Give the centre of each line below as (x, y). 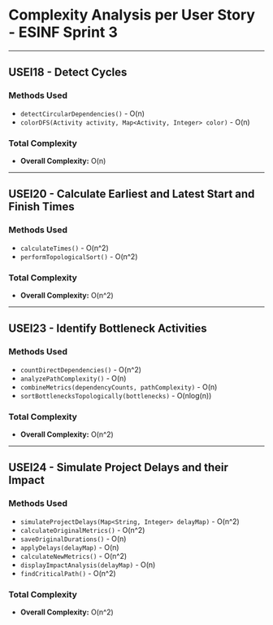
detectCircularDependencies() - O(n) (82, 113)
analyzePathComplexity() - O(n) (73, 378)
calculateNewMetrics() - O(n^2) (74, 556)
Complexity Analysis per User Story (132, 15)
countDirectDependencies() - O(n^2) (81, 369)
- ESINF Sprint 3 (63, 32)
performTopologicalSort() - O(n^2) (79, 256)
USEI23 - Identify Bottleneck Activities (108, 329)
